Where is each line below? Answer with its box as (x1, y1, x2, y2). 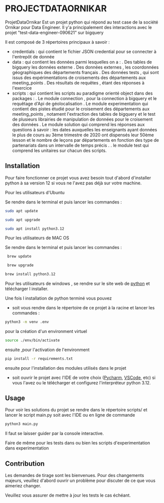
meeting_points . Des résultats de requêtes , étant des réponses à (12, 79, 145, 86)
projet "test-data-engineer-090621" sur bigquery (5, 29, 104, 35)
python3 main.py (5, 422, 38, 427)
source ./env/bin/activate (5, 338, 60, 343)
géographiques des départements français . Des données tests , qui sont (12, 69, 159, 75)
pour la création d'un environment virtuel (5, 328, 87, 334)
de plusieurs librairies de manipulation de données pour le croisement (12, 116, 153, 122)
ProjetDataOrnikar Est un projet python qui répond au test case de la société (5, 19, 159, 25)
